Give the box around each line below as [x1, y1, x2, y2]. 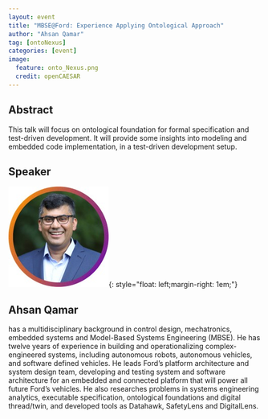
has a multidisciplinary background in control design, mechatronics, [8, 324, 233, 334]
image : [8, 55, 30, 64]
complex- [205, 342, 238, 351]
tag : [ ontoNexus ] [8, 39, 67, 47]
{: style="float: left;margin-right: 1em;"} [108, 280, 238, 290]
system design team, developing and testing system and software [8, 367, 226, 377]
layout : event [8, 13, 56, 21]
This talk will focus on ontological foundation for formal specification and [8, 125, 250, 134]
